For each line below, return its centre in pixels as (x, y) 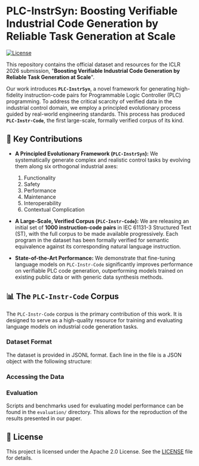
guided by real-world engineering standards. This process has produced (96, 114)
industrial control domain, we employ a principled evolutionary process (94, 107)
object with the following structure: (49, 361)
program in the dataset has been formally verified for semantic (92, 240)
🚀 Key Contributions (44, 139)
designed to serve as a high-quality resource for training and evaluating (94, 320)
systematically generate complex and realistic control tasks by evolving (103, 160)
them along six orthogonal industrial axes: (66, 166)
